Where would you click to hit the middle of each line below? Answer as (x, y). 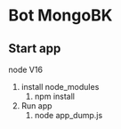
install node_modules (60, 87)
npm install (54, 96)
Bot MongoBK (60, 16)
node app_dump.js (69, 115)
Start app (35, 48)
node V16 (26, 69)
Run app (36, 106)
